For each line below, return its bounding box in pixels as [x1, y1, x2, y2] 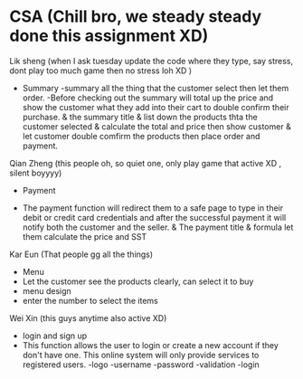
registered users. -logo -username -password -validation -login [22, 359, 260, 370]
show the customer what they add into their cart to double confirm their [22, 101, 289, 112]
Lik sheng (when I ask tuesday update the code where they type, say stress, [9, 55, 294, 66]
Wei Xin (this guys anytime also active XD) [9, 312, 167, 323]
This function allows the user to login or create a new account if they [22, 339, 279, 350]
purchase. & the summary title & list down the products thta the [22, 111, 258, 122]
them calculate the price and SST [22, 231, 147, 242]
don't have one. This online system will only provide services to [22, 349, 260, 360]
